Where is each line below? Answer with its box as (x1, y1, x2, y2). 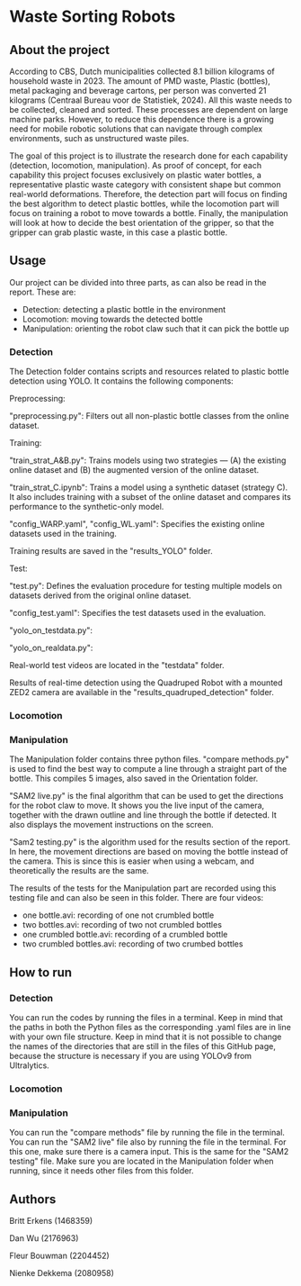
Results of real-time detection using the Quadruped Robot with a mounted (9, 677, 283, 688)
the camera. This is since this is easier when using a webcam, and (9, 856, 254, 866)
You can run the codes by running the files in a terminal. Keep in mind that (9, 1012, 283, 1023)
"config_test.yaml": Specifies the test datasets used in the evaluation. (9, 608, 267, 619)
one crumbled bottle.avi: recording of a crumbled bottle (22, 929, 228, 940)
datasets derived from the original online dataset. (9, 590, 191, 601)
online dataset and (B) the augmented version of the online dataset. (9, 465, 260, 475)
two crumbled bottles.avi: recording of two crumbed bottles (22, 938, 243, 949)
